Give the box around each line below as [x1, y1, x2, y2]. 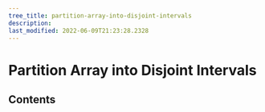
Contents [8, 93, 56, 106]
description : [8, 19, 52, 27]
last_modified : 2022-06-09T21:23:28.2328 [8, 26, 149, 34]
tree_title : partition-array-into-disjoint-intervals [8, 11, 193, 20]
